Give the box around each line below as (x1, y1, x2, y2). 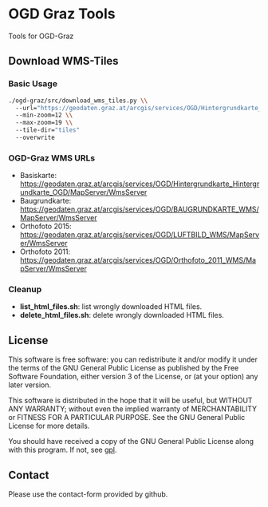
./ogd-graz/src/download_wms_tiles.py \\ (8, 97, 148, 105)
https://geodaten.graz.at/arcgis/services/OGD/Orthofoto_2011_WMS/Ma (19, 255, 257, 265)
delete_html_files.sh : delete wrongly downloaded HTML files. (19, 311, 225, 320)
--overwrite (15, 133, 56, 141)
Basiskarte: (19, 171, 57, 180)
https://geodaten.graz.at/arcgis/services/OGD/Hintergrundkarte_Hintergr (19, 179, 260, 188)
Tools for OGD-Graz (8, 31, 74, 41)
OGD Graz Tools (8, 5, 116, 23)
